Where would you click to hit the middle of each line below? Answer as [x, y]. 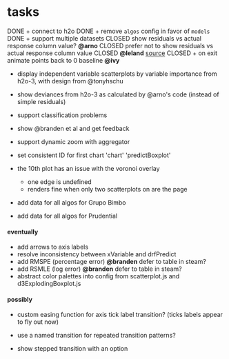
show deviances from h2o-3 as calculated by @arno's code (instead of [118, 94]
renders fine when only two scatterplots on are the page [107, 189]
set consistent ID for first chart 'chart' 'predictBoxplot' [94, 155]
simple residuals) [41, 101]
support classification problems [62, 115]
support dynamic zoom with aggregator [73, 141]
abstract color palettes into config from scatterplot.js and [98, 276]
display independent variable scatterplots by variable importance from [117, 74]
